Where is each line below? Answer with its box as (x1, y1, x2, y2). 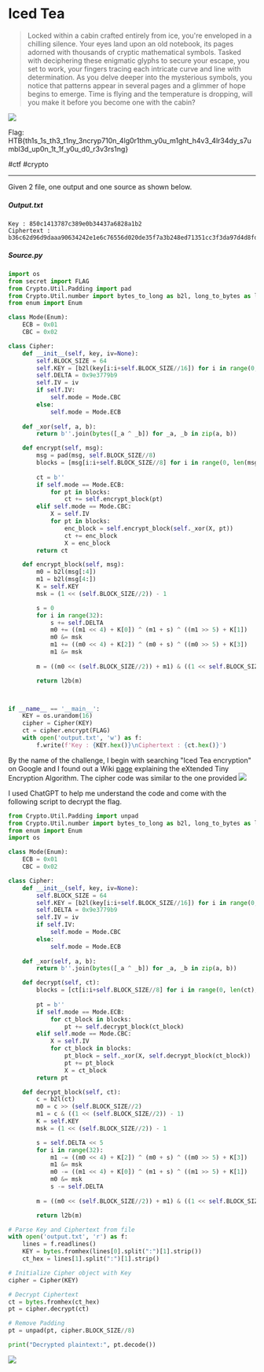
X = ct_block (64, 1066, 108, 1074)
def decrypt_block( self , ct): (22, 1088, 122, 1096)
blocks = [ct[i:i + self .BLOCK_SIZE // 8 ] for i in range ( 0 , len (36, 986, 241, 995)
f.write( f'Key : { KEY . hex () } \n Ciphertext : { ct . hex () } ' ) (36, 741, 227, 749)
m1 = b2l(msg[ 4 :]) (36, 576, 97, 583)
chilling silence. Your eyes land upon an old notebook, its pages (27, 39, 234, 48)
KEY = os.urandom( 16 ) (22, 712, 93, 720)
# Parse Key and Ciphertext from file (8, 1226, 135, 1234)
